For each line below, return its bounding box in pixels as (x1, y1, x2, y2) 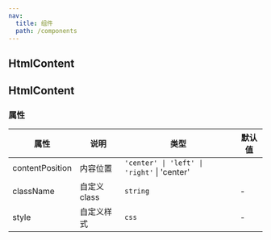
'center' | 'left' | (124, 159, 203, 168)
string (124, 187, 150, 196)
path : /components (15, 27, 78, 35)
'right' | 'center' (124, 167, 190, 178)
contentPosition (12, 163, 73, 174)
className (12, 186, 55, 197)
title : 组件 (15, 19, 54, 27)
